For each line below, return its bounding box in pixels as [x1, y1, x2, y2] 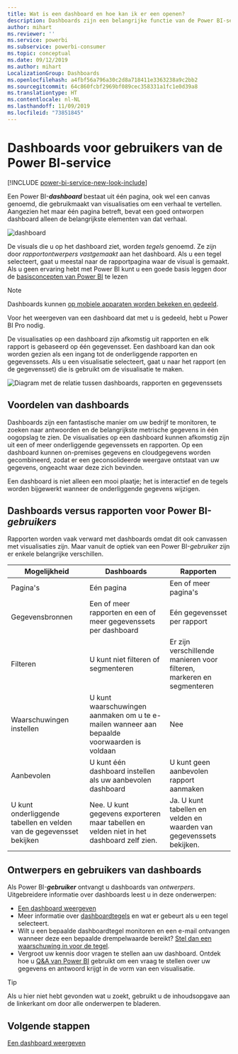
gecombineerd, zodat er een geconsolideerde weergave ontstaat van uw [7, 455, 220, 464]
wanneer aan [113, 719, 157, 729]
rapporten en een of [89, 607, 156, 617]
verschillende [169, 646, 215, 656]
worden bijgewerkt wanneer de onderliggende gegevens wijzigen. [7, 484, 200, 493]
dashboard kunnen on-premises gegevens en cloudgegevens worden [7, 448, 211, 456]
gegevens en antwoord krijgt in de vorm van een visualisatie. [17, 965, 195, 973]
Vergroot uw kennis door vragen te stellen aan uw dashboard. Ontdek [17, 949, 221, 958]
